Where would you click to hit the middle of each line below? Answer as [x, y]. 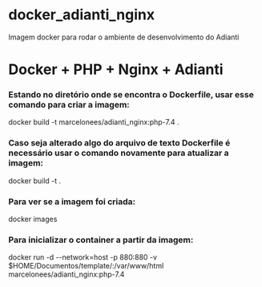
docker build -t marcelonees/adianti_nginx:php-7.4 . [94, 122]
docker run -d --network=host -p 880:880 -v [83, 257]
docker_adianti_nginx [82, 15]
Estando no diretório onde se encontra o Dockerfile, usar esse [131, 95]
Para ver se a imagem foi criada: [72, 201]
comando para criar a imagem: [69, 105]
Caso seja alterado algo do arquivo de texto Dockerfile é [119, 143]
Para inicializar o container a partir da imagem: [101, 240]
